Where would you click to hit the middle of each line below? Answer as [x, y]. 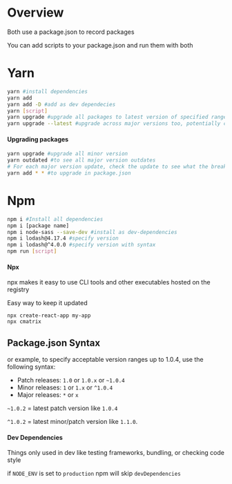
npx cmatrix [24, 322]
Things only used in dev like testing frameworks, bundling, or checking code [116, 453]
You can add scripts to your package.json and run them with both [100, 45]
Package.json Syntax [54, 343]
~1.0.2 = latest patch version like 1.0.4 [62, 408]
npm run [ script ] [32, 251]
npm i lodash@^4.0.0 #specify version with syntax [81, 245]
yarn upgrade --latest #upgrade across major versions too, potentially [114, 124]
